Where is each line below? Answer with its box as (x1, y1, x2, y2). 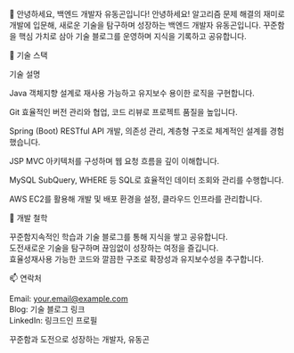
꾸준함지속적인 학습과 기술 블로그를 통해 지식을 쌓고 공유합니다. (9, 232, 229, 242)
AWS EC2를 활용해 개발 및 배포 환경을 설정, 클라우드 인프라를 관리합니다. (9, 193, 263, 204)
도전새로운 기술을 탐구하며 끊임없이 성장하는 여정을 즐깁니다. (9, 242, 219, 253)
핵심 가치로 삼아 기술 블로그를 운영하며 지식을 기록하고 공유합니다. (18, 31, 247, 41)
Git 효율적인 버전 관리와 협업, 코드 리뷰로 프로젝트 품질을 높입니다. (9, 107, 238, 117)
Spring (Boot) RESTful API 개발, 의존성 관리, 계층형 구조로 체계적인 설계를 (9, 126, 268, 136)
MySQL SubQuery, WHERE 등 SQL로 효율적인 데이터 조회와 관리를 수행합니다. (9, 175, 284, 185)
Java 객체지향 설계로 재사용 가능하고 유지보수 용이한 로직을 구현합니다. (9, 88, 256, 98)
